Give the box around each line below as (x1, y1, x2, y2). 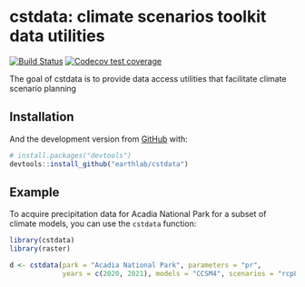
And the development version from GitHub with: (9, 134, 188, 144)
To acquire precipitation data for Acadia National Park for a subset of (9, 209, 267, 220)
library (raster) (9, 244, 71, 253)
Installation (9, 109, 74, 124)
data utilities (9, 25, 105, 46)
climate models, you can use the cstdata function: (9, 218, 197, 229)
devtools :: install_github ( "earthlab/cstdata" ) (9, 159, 189, 169)
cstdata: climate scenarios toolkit (9, 6, 267, 27)
